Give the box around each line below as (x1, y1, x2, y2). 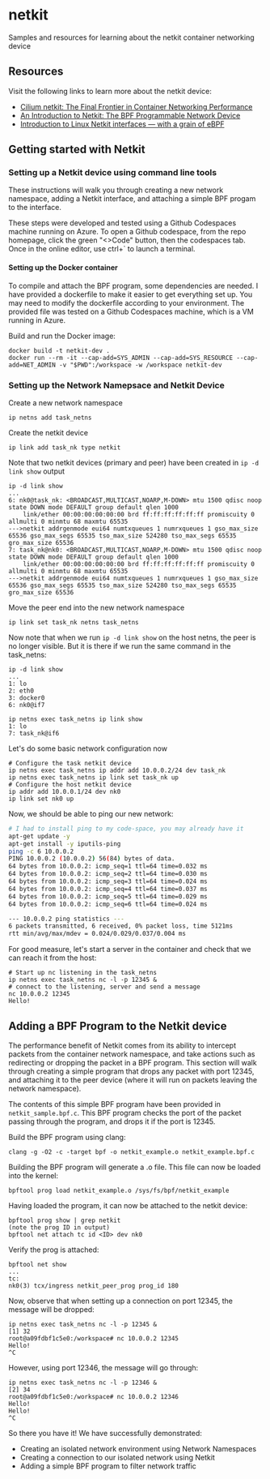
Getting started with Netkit (8, 143, 146, 156)
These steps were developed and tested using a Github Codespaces (8, 218, 237, 228)
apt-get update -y (8, 832, 70, 840)
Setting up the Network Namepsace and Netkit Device (8, 379, 225, 391)
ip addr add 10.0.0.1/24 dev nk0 (8, 787, 121, 795)
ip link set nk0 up (8, 795, 74, 803)
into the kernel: (8, 1171, 59, 1181)
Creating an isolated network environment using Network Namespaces (19, 1444, 257, 1453)
